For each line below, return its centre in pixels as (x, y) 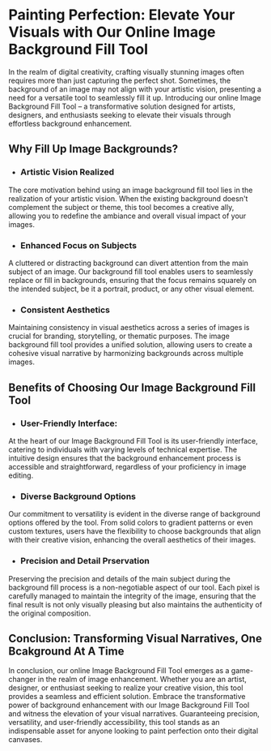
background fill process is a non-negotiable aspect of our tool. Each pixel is (134, 587)
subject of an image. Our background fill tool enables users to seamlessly (131, 271)
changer (22, 680)
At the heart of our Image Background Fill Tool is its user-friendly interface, (133, 440)
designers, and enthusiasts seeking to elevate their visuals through (120, 114)
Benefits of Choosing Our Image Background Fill (132, 387)
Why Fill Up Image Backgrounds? (93, 149)
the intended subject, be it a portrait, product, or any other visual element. (131, 289)
